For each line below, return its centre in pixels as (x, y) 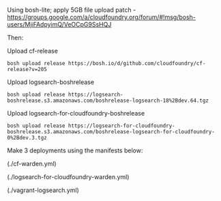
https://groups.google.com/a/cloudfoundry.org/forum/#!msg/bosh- (102, 17)
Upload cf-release (32, 51)
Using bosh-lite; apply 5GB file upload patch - (72, 10)
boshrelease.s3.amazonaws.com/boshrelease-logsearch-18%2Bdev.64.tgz (108, 100)
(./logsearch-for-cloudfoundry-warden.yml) (68, 177)
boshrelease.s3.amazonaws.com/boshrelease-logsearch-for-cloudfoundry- (111, 132)
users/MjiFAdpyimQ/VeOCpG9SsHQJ (59, 24)
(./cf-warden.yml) (32, 164)
